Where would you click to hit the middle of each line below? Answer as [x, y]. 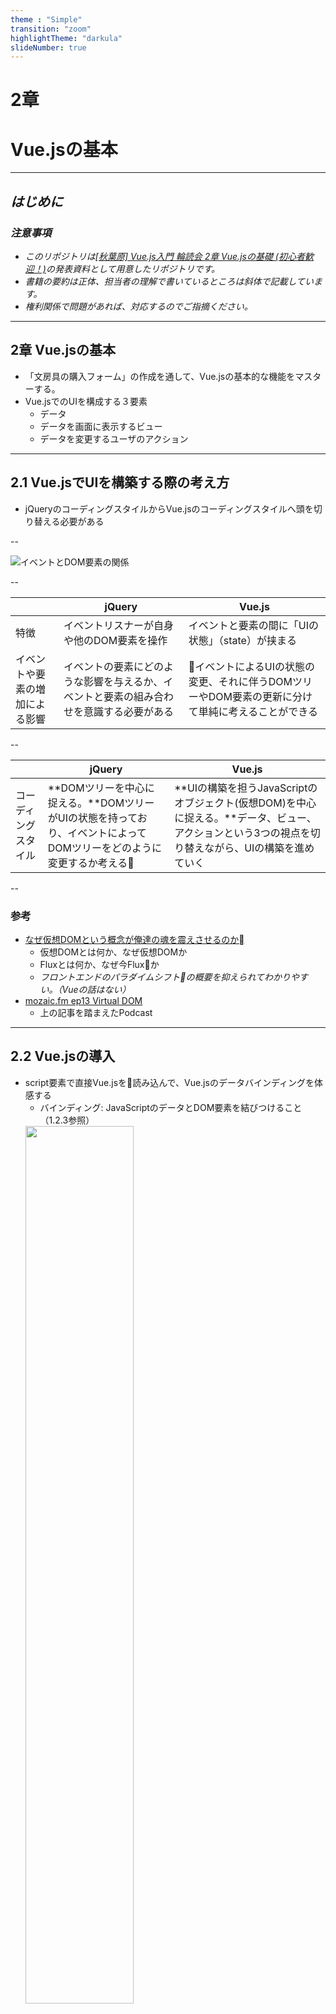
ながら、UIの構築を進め [259, 848]
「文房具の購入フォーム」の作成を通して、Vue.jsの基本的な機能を [160, 376]
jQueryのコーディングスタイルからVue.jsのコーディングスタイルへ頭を [169, 508]
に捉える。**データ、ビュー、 [245, 818]
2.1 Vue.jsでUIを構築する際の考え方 [120, 482]
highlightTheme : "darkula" [66, 38]
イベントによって [107, 833]
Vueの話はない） [96, 989]
